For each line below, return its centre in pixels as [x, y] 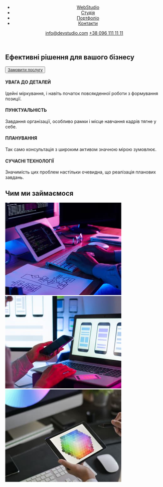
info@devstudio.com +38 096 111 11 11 [84, 33]
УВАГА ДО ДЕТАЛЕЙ [28, 82]
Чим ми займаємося [39, 193]
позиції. [13, 99]
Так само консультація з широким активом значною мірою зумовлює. [81, 149]
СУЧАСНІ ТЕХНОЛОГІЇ [30, 161]
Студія [88, 13]
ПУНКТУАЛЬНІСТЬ [26, 110]
